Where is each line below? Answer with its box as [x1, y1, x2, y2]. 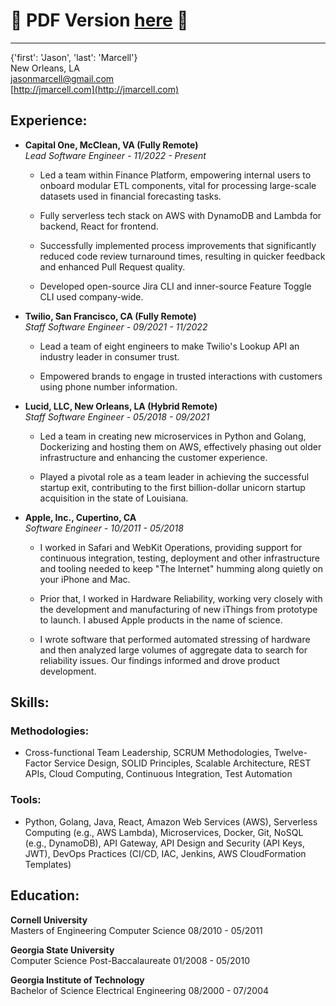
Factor [24, 757, 52, 769]
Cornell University [10, 914, 88, 926]
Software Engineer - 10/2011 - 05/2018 [24, 522, 184, 534]
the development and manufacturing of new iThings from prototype [39, 603, 318, 615]
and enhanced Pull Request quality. [39, 260, 186, 273]
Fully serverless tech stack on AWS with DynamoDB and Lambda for [39, 209, 322, 221]
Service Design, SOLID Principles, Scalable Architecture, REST [53, 757, 312, 769]
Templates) [24, 858, 72, 870]
